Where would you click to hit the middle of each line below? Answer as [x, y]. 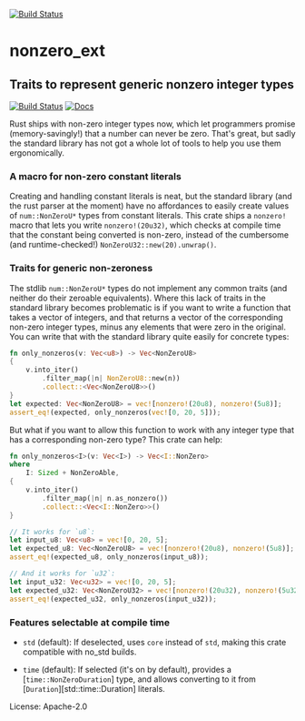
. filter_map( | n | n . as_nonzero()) [105, 498]
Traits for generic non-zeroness [81, 269]
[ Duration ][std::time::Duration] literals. [93, 688]
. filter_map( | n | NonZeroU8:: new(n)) [111, 379]
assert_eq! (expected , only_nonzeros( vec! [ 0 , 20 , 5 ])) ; [115, 412]
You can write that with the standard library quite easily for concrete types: [149, 336]
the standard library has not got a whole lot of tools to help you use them [145, 143]
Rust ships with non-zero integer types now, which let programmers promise [152, 124]
